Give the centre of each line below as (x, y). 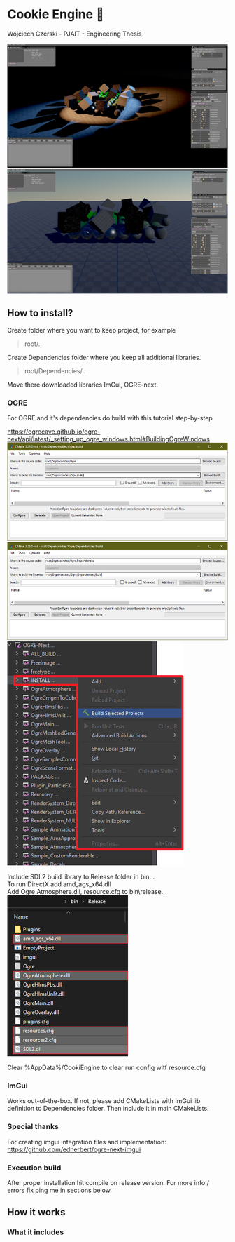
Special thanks (33, 1127)
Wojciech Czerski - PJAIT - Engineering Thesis (74, 34)
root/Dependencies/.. (55, 370)
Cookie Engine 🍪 (56, 14)
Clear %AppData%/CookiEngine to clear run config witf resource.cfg (107, 1067)
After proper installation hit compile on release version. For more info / (108, 1182)
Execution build (34, 1168)
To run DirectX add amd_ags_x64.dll (59, 884)
